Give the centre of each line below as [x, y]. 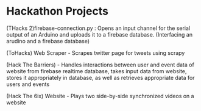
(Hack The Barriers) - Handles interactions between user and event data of [100, 65]
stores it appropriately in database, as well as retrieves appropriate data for [100, 77]
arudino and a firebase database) [48, 41]
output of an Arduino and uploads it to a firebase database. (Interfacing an [100, 34]
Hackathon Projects [57, 11]
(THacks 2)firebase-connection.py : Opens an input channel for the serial [98, 28]
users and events [28, 84]
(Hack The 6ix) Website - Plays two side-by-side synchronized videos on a [100, 96]
